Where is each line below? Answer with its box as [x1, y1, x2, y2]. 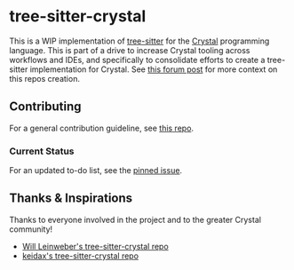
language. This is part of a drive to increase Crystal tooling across [9, 44, 250, 55]
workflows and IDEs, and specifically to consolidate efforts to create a [9, 54, 266, 65]
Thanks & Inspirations [9, 191, 133, 206]
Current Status [9, 145, 75, 157]
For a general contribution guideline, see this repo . [9, 123, 194, 133]
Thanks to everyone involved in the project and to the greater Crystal [9, 214, 262, 225]
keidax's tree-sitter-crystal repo [21, 250, 139, 261]
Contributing [9, 99, 82, 115]
